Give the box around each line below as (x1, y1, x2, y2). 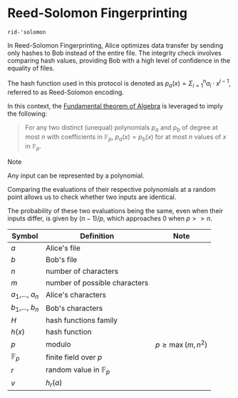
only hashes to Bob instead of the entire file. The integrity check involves (7, 49, 222, 57)
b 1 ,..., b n (11, 302, 39, 314)
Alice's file (45, 243, 81, 252)
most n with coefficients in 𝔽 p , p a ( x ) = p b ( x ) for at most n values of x (24, 133, 227, 143)
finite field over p (45, 352, 103, 362)
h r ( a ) (45, 377, 63, 389)
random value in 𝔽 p (45, 364, 110, 376)
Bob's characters (45, 303, 103, 313)
